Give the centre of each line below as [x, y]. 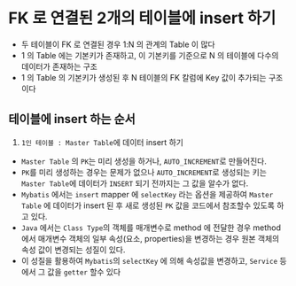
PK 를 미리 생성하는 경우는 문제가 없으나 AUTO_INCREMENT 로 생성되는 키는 [144, 172]
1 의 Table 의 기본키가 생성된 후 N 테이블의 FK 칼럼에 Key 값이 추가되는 [144, 77]
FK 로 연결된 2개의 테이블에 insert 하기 [142, 18]
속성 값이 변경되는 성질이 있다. [73, 250]
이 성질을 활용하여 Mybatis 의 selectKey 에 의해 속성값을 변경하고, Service [149, 260]
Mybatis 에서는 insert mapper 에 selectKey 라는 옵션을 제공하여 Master [147, 194]
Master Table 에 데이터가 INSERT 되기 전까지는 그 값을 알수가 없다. [135, 183]
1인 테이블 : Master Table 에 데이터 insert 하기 [102, 142]
